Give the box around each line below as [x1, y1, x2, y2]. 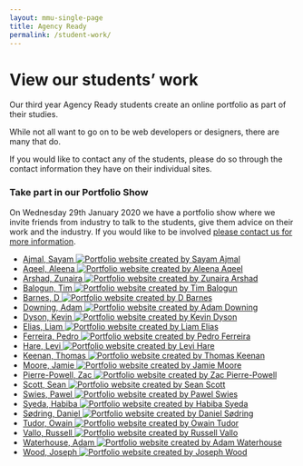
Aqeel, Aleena [22, 263, 75, 273]
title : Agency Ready [9, 22, 88, 31]
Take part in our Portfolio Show [9, 186, 149, 199]
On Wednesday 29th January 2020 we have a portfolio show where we [9, 206, 276, 218]
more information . [9, 235, 76, 246]
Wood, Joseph [22, 446, 78, 457]
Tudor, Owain [22, 417, 73, 428]
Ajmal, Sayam [22, 253, 74, 264]
